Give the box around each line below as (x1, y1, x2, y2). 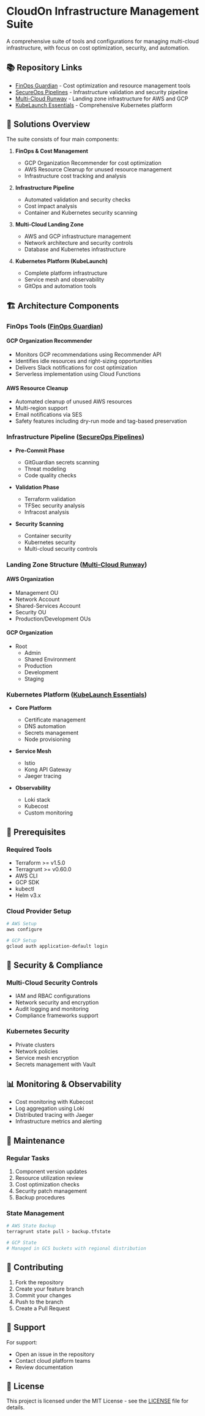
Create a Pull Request (15, 1305, 70, 1312)
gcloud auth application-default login (6, 943, 108, 949)
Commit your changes (15, 1291, 72, 1299)
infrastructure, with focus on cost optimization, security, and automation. (6, 44, 190, 51)
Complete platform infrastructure (24, 269, 108, 277)
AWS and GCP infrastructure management (24, 233, 132, 240)
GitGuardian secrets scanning (24, 458, 100, 466)
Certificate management (24, 716, 86, 723)
